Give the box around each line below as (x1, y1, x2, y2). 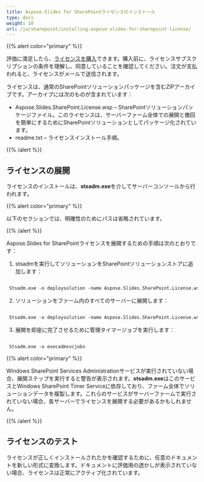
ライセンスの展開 (6, 165, 70, 176)
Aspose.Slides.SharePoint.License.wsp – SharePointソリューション (15, 104, 183, 111)
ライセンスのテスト (6, 436, 78, 447)
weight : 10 (6, 20, 34, 26)
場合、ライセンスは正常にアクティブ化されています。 (11, 469, 144, 476)
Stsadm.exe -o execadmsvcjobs (8, 343, 86, 349)
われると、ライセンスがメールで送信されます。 (6, 71, 123, 78)
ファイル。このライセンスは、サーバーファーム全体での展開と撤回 (31, 111, 195, 119)
